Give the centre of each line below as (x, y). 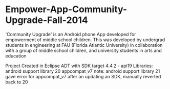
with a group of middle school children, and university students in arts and (84, 50)
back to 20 (17, 82)
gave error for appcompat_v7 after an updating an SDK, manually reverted (83, 76)
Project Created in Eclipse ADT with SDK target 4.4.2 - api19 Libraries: (79, 66)
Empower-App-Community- (66, 9)
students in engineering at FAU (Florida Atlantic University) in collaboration (84, 45)
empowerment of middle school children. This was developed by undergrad (85, 40)
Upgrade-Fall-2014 (47, 20)
